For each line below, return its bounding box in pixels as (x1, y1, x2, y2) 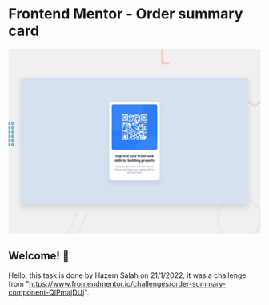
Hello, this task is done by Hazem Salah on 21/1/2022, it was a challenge (8, 270, 247, 280)
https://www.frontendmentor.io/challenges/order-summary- (29, 279, 227, 288)
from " (8, 279, 30, 288)
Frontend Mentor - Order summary (8, 5, 243, 23)
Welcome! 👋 (8, 249, 70, 263)
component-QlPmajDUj (8, 287, 85, 297)
